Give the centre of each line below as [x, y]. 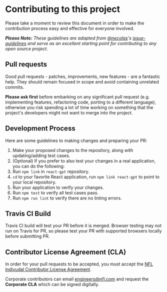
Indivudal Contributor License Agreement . [48, 269]
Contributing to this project [63, 9]
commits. [15, 87]
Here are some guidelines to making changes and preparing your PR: [76, 140]
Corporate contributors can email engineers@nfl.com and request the [77, 279]
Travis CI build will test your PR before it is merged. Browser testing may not [83, 225]
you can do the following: [38, 166]
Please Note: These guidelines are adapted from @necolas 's [68, 38]
